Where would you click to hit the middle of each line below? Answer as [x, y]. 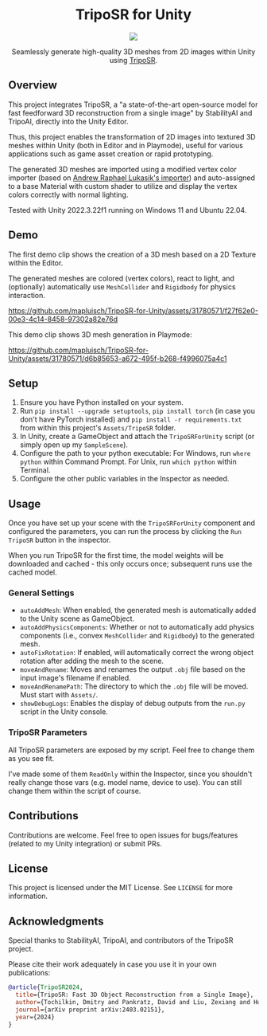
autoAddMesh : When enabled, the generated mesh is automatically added [138, 610]
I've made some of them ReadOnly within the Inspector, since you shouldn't [130, 774]
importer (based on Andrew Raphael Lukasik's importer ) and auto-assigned [132, 178]
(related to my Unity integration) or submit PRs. [85, 843]
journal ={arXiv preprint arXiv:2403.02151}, [90, 1010]
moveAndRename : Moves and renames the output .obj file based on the [132, 669]
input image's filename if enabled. [75, 678]
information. [28, 896]
